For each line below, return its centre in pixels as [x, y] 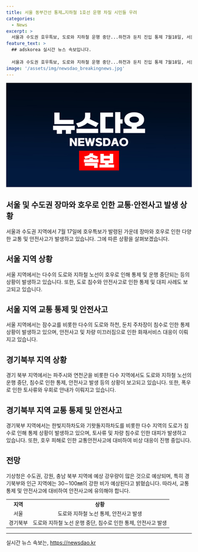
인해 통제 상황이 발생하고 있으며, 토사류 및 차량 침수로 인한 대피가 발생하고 [102, 433]
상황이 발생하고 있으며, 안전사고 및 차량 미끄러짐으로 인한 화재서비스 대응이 [92, 332]
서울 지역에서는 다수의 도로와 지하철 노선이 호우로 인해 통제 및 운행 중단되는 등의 [98, 275]
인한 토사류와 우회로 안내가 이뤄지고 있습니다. [64, 390]
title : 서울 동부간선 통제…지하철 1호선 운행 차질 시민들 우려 [72, 12]
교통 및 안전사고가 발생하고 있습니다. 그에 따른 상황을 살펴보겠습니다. [91, 239]
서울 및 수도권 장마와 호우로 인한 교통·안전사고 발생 [92, 205]
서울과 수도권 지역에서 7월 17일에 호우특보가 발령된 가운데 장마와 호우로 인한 [93, 231]
